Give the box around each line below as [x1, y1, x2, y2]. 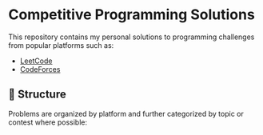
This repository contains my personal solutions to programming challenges [8, 32, 255, 42]
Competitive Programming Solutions [8, 6, 256, 24]
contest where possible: [8, 117, 88, 127]
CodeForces [19, 64, 61, 73]
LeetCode [19, 56, 53, 66]
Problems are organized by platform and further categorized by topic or [8, 109, 244, 118]
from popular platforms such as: [8, 40, 114, 50]
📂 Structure [8, 88, 66, 101]
